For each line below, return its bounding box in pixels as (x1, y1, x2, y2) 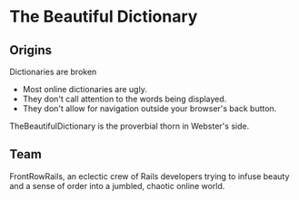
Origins (9, 43, 53, 58)
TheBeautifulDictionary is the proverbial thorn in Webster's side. (9, 120, 250, 131)
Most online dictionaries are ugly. (22, 84, 147, 94)
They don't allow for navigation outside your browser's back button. (22, 103, 277, 114)
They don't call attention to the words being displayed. (22, 93, 227, 104)
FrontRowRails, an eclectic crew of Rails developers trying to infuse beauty (9, 170, 290, 182)
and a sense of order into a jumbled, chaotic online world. (9, 180, 225, 191)
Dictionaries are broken (9, 66, 97, 77)
